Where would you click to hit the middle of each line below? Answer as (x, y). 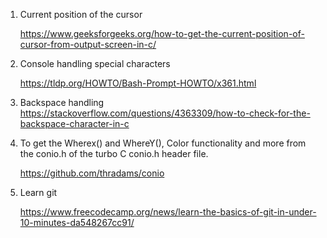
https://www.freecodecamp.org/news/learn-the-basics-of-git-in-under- (168, 212)
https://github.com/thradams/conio (92, 173)
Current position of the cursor (81, 14)
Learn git (38, 192)
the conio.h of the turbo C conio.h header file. (114, 153)
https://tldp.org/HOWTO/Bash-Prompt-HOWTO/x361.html (138, 83)
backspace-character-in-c (74, 123)
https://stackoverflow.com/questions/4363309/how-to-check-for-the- (165, 113)
